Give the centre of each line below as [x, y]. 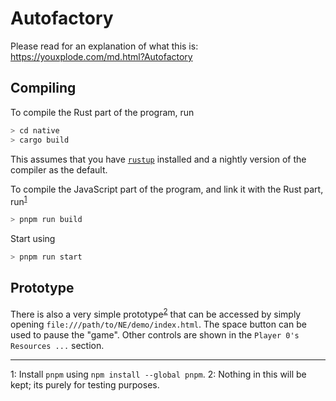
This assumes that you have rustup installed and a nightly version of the [158, 159]
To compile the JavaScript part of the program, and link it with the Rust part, [167, 189]
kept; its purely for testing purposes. [85, 385]
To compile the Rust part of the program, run [102, 112]
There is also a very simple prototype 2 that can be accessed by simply [156, 313]
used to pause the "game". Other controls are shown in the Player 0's [155, 335]
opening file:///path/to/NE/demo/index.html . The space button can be [158, 324]
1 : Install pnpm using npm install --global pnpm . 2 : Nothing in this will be [158, 374]
